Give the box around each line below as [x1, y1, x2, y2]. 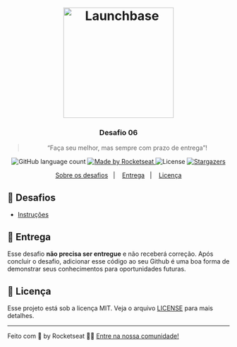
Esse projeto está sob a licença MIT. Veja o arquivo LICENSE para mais [7, 304, 214, 312]
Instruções [17, 211, 49, 219]
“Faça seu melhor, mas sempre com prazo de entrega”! [47, 143, 208, 152]
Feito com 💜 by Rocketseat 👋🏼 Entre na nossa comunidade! [7, 331, 179, 340]
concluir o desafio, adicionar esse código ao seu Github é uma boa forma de [7, 257, 230, 266]
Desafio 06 [99, 128, 138, 138]
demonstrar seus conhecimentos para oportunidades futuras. [7, 265, 186, 274]
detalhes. [7, 311, 35, 319]
